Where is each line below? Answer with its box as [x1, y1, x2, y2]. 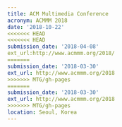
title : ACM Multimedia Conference [7, 10, 109, 18]
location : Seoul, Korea [7, 109, 78, 116]
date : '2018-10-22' [7, 23, 65, 30]
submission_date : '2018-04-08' [7, 43, 99, 50]
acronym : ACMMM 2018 [7, 17, 68, 24]
